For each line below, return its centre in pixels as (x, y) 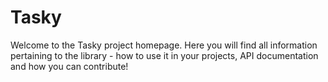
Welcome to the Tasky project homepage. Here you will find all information (164, 45)
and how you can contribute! (69, 66)
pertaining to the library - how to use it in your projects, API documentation (164, 55)
